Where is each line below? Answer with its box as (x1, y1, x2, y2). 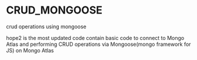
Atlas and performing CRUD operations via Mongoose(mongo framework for (6, 41, 191, 48)
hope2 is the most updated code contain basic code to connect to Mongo (6, 34, 185, 41)
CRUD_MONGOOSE (6, 4, 103, 17)
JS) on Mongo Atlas (6, 46, 54, 54)
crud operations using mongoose (6, 23, 86, 30)
